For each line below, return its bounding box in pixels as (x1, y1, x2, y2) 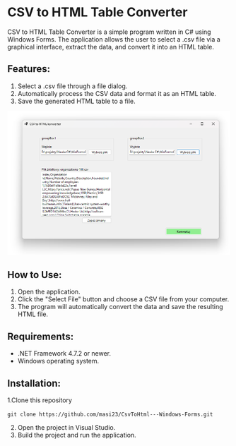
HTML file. (17, 310, 48, 318)
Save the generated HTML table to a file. (17, 97, 136, 105)
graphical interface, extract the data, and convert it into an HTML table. (7, 42, 214, 51)
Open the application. (17, 287, 81, 296)
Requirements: (7, 330, 74, 342)
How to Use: (7, 269, 62, 281)
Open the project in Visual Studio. (17, 423, 116, 432)
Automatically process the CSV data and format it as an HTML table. (17, 89, 217, 97)
